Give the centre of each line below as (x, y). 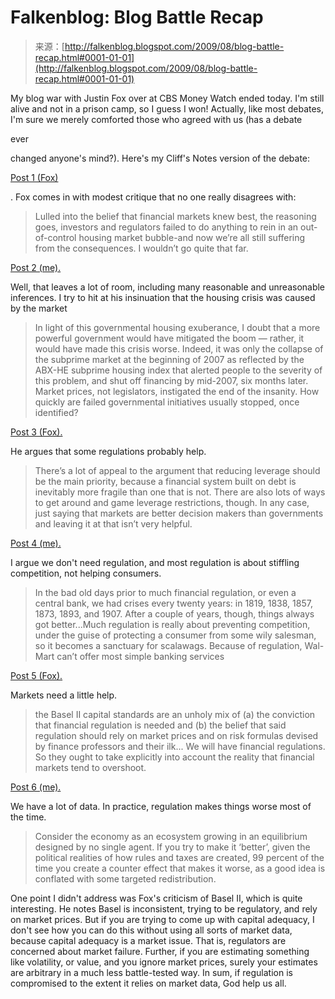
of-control (55, 237)
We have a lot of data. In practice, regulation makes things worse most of (161, 806)
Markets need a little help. (64, 695)
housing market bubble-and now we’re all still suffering (192, 237)
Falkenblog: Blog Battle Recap (137, 17)
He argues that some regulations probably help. (108, 451)
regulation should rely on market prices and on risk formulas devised (176, 735)
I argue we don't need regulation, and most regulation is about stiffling (155, 562)
